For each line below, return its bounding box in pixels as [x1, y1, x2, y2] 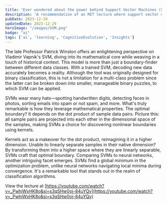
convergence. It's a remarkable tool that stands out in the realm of [5, 168, 141, 174]
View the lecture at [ [5, 183, 47, 189]
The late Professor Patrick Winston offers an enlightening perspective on [5, 48, 154, 55]
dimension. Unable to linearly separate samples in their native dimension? [5, 141, 156, 147]
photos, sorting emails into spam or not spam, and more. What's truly [5, 100, 147, 106]
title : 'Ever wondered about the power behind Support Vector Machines [5, 7, 157, 12]
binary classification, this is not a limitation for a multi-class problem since [5, 75, 157, 81]
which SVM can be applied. [5, 85, 61, 91]
